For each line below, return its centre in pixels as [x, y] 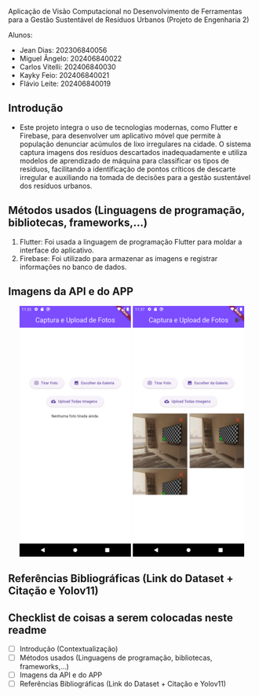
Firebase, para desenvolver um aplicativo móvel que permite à [120, 135]
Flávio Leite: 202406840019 [65, 83]
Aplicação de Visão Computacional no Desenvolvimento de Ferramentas [125, 11]
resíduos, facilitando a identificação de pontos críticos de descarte [128, 169]
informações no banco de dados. [73, 267]
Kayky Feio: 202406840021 [64, 75]
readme [27, 630]
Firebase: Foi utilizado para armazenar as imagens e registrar [119, 258]
